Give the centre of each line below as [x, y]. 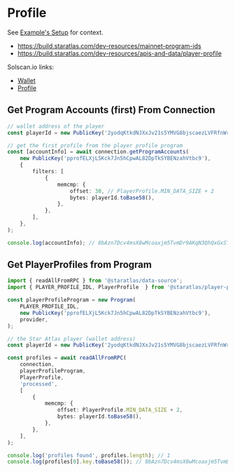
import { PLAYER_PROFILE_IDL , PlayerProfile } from [86, 288]
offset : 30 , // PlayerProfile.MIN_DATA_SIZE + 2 [142, 191]
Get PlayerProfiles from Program [80, 265]
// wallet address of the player [56, 126]
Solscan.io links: [31, 67]
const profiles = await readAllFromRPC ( [67, 358]
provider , [34, 319]
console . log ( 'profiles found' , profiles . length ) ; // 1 [89, 455]
